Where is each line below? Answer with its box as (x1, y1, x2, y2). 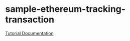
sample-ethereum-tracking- (5, 3, 126, 15)
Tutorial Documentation (5, 30, 54, 36)
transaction (5, 14, 54, 25)
